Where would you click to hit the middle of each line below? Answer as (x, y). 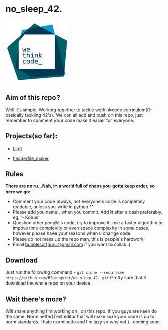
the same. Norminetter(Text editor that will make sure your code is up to (80, 317)
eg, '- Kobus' (26, 217)
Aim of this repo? (33, 97)
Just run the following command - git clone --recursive (65, 272)
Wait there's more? (36, 299)
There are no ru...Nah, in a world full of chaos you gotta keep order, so (80, 186)
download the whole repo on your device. (48, 283)
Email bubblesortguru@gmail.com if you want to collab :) (71, 244)
